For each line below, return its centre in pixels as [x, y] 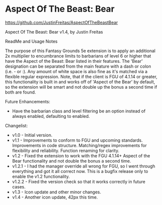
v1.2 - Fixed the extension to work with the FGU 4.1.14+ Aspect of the [81, 156]
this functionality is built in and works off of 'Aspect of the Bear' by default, [80, 82]
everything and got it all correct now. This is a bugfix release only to [80, 171]
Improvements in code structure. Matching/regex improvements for [79, 145]
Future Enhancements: [27, 101]
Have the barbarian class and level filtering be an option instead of [79, 111]
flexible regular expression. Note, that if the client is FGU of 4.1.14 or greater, [81, 76]
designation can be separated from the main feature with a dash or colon [78, 66]
